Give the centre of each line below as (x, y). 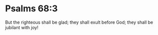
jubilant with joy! (22, 27)
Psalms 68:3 (31, 9)
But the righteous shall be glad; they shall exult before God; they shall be (79, 22)
